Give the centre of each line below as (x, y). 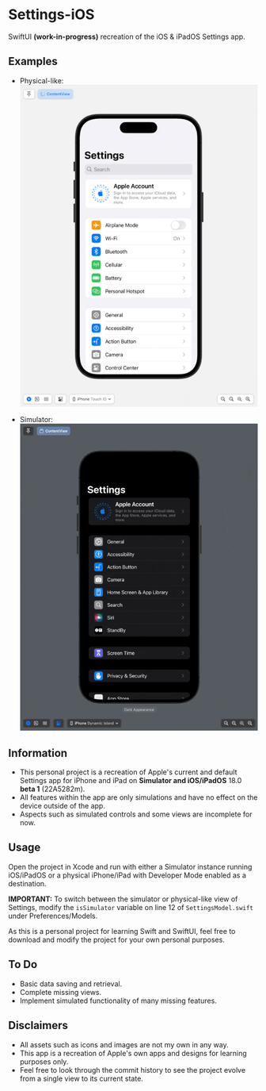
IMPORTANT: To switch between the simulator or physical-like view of (123, 899)
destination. (27, 883)
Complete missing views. (61, 992)
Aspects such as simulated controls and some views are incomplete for (136, 814)
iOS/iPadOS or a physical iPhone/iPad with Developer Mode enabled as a (127, 875)
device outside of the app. (62, 806)
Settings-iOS (51, 15)
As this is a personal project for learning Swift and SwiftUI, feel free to (122, 931)
